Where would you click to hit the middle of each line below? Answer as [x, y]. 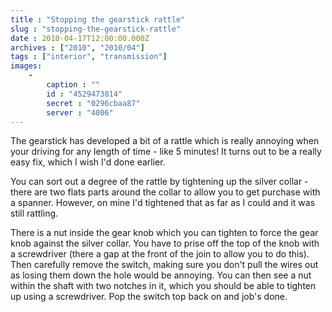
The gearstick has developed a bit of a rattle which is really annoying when [165, 141]
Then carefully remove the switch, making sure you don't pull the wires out [164, 265]
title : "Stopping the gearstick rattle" [98, 19]
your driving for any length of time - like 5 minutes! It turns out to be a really [166, 152]
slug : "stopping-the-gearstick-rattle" [96, 29]
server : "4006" [80, 112]
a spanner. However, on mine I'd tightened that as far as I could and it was [163, 203]
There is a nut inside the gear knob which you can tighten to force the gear [164, 233]
